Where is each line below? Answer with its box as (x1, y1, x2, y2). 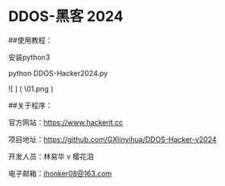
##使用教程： (8, 35, 53, 45)
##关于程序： (8, 100, 53, 110)
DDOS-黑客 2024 (8, 7, 124, 26)
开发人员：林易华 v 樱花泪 (8, 152, 94, 161)
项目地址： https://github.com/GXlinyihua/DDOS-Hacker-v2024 (8, 134, 217, 144)
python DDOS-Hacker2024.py (8, 68, 108, 78)
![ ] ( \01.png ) (8, 83, 54, 93)
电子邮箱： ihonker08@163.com (8, 168, 112, 178)
